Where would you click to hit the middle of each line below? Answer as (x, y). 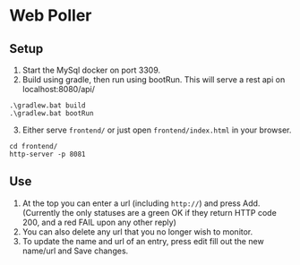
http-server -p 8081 (48, 154)
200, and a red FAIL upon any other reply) (99, 222)
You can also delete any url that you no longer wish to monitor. (137, 231)
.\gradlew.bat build (48, 106)
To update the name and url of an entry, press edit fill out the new (143, 241)
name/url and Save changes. (75, 251)
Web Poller (51, 16)
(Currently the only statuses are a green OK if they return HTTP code (150, 212)
